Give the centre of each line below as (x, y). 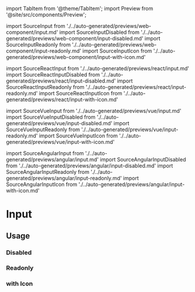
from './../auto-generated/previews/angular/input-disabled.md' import (90, 166)
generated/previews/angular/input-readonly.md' (64, 178)
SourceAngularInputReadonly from (48, 172)
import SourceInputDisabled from (100, 32)
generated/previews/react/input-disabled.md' (61, 81)
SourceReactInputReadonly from (45, 87)
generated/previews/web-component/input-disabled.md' (75, 38)
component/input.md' (32, 32)
